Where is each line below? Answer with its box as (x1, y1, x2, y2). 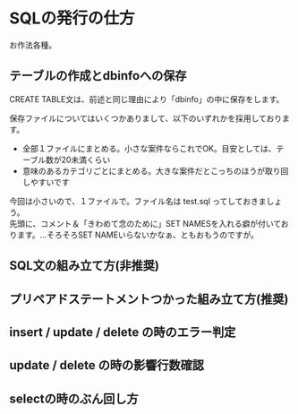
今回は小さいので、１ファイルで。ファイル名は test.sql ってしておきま (9, 195, 267, 206)
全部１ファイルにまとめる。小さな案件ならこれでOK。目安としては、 (21, 142, 277, 153)
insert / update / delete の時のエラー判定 (9, 324, 236, 340)
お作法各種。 (9, 39, 56, 50)
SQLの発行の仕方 (9, 8, 135, 29)
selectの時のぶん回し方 (9, 391, 139, 406)
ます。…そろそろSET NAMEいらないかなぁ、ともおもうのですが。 (16, 229, 260, 240)
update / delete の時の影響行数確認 (9, 358, 204, 373)
